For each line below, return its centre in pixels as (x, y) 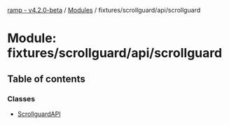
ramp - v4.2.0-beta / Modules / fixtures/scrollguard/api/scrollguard (104, 10)
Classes (21, 98)
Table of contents (46, 79)
